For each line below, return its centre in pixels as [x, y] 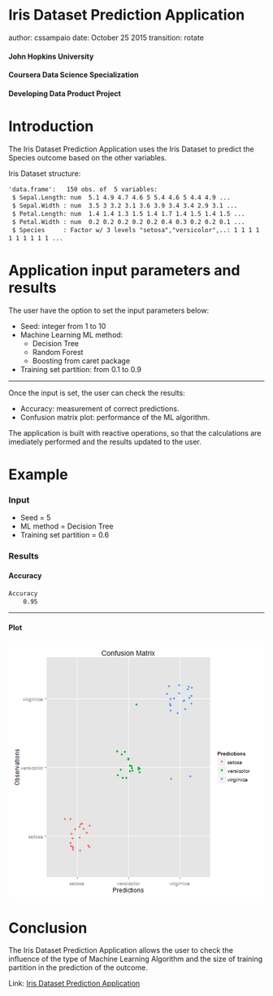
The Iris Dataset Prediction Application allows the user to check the [121, 950]
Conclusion [48, 928]
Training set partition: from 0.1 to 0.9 [81, 369]
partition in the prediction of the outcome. [78, 967]
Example [38, 474]
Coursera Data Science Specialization [74, 75]
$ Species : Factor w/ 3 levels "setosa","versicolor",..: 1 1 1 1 [136, 230]
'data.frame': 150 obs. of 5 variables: [83, 189]
